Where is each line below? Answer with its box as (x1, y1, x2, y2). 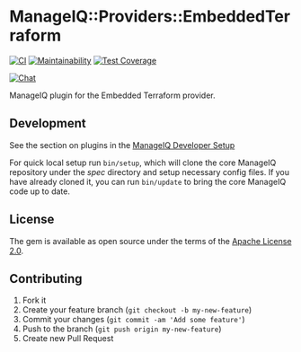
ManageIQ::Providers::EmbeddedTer (9, 6, 290, 27)
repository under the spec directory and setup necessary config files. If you (9, 166, 290, 177)
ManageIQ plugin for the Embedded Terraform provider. (9, 90, 216, 101)
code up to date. (9, 186, 70, 197)
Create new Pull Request (22, 333, 114, 344)
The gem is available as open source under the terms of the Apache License (9, 235, 292, 246)
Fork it (22, 295, 47, 306)
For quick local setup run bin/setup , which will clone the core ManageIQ (9, 157, 277, 168)
